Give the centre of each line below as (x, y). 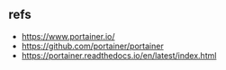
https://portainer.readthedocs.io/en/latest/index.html (119, 55)
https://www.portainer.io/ (68, 36)
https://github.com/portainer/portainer (92, 46)
